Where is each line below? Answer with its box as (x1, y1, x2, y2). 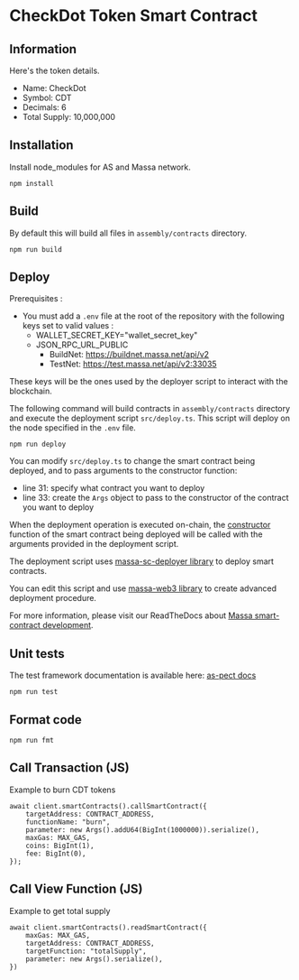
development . (41, 620, 94, 631)
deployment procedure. (9, 593, 97, 604)
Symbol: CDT (22, 92, 72, 103)
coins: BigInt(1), (25, 841, 95, 850)
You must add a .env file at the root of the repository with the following (22, 310, 285, 321)
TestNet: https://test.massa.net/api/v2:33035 (49, 358, 218, 370)
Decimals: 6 (22, 102, 68, 113)
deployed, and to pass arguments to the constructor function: (9, 466, 238, 476)
